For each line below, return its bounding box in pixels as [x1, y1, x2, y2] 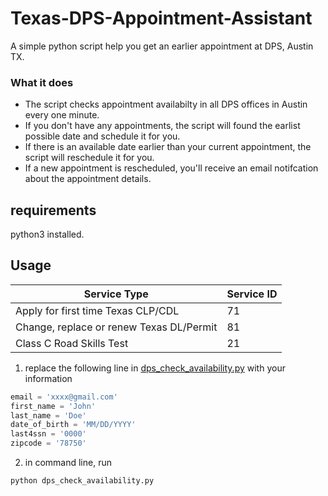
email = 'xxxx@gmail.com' [10, 392, 118, 402]
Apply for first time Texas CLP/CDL [15, 303, 180, 317]
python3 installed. [10, 228, 85, 241]
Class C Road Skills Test [15, 336, 129, 350]
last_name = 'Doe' [10, 410, 87, 421]
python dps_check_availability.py [10, 476, 155, 486]
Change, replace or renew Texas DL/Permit [15, 320, 218, 334]
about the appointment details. [24, 173, 152, 185]
